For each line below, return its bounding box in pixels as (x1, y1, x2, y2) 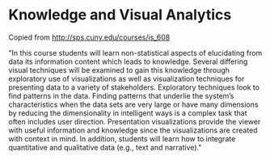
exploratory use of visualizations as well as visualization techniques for (8, 74, 245, 83)
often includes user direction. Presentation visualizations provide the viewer (8, 116, 261, 126)
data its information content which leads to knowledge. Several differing (8, 57, 248, 66)
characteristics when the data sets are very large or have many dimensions (8, 99, 259, 109)
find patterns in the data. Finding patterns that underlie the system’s (8, 91, 234, 100)
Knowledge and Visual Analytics (8, 6, 232, 24)
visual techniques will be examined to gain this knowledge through (8, 65, 230, 74)
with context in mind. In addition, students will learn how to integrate (8, 133, 236, 143)
